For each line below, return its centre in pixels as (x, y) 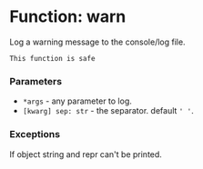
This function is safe (52, 58)
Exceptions (35, 134)
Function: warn (68, 17)
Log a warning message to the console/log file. (97, 42)
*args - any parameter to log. (77, 101)
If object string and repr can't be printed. (86, 154)
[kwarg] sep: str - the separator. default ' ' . (108, 111)
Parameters (36, 81)
